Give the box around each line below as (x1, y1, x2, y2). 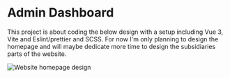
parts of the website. (7, 50, 67, 58)
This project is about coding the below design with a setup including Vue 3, (7, 28, 224, 36)
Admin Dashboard (7, 5, 114, 21)
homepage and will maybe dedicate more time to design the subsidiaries (7, 42, 216, 50)
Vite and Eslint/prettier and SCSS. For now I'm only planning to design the (7, 35, 219, 43)
